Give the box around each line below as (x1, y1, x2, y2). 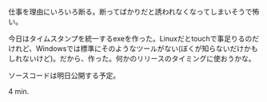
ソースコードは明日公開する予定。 (8, 71, 121, 80)
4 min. (8, 87, 30, 96)
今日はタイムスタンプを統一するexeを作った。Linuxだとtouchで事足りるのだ (8, 34, 260, 43)
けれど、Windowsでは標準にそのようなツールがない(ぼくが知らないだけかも (8, 44, 258, 53)
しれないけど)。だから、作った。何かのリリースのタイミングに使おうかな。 (8, 54, 256, 63)
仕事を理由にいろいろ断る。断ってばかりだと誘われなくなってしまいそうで (8, 7, 253, 16)
